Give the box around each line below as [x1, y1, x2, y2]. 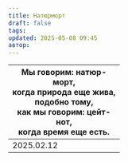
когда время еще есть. [18, 127, 110, 138]
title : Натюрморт [8, 11, 66, 20]
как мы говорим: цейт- [17, 107, 111, 118]
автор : [8, 41, 30, 49]
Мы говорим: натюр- [21, 67, 107, 78]
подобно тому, [34, 96, 94, 108]
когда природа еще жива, [12, 87, 116, 98]
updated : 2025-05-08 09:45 [8, 33, 98, 42]
